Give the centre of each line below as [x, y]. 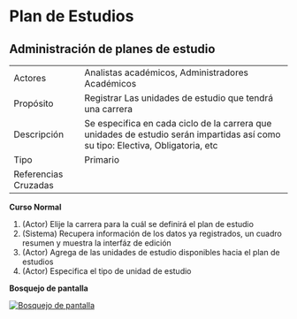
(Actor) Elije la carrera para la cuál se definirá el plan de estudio [138, 224]
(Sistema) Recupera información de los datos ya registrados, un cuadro [152, 233]
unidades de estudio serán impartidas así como [183, 134]
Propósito [34, 103]
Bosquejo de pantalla [49, 288]
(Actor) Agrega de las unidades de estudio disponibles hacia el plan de [151, 252]
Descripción [39, 134]
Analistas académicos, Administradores [167, 72]
